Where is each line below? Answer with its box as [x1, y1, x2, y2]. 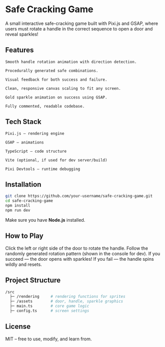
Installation [5, 180, 42, 189]
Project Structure [5, 276, 61, 285]
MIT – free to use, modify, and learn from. [5, 336, 92, 342]
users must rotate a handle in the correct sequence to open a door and [5, 25, 153, 31]
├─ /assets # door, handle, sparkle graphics [10, 299, 123, 304]
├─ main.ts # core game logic [10, 303, 90, 309]
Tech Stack [5, 118, 42, 126]
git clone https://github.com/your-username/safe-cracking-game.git [5, 194, 153, 199]
